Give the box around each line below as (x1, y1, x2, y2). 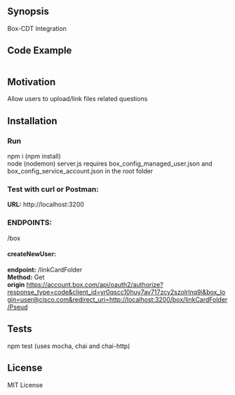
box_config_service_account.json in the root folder (7, 167, 153, 175)
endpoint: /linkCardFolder (7, 265, 83, 274)
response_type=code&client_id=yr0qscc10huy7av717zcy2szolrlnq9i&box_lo (7, 288, 226, 296)
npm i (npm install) (7, 152, 61, 161)
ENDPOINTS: (7, 217, 53, 227)
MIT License (7, 380, 43, 389)
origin (7, 280, 25, 288)
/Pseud (7, 302, 28, 311)
